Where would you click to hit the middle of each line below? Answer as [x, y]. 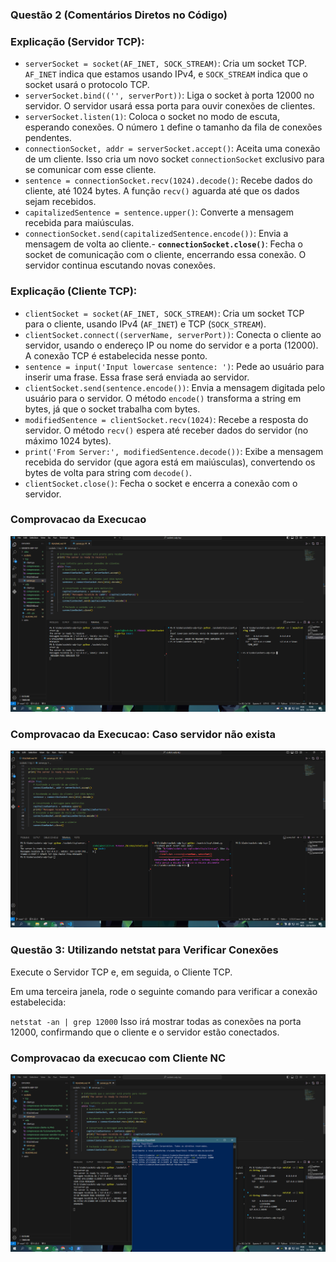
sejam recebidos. [60, 202]
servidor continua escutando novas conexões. [120, 265]
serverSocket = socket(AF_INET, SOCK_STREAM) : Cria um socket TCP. [166, 64]
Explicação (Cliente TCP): [74, 291]
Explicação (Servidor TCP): [77, 41]
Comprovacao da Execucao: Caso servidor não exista [143, 734]
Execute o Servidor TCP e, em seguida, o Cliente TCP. [121, 972]
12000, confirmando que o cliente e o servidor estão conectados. [145, 1032]
